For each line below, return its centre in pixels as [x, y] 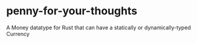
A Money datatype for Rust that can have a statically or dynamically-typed [99, 27]
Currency [18, 33]
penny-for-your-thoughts [72, 11]
